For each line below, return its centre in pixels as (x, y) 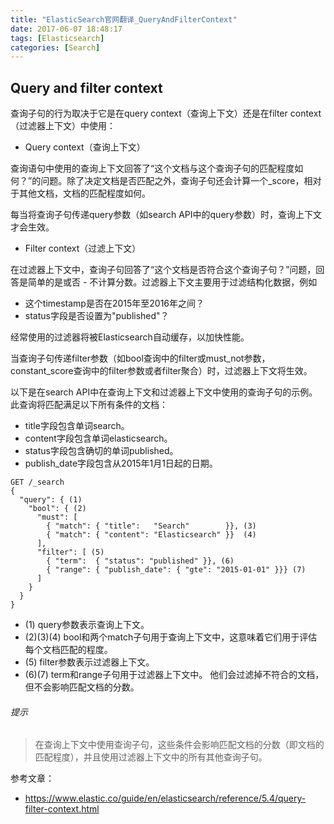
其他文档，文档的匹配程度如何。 (84, 193)
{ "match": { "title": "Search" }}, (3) (151, 526)
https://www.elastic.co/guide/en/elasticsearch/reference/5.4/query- (165, 798)
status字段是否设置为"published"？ (97, 316)
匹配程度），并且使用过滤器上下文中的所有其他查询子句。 (151, 757)
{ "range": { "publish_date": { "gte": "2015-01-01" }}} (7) (176, 570)
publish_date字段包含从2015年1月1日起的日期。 (121, 463)
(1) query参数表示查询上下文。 (87, 625)
